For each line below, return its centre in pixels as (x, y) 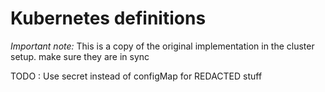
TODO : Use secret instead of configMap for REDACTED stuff (136, 76)
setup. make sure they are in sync (80, 56)
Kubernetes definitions (108, 18)
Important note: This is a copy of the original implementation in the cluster (162, 46)
